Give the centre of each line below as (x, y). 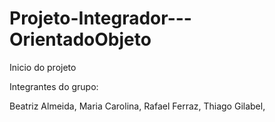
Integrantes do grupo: (54, 86)
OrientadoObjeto (80, 39)
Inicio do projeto (43, 67)
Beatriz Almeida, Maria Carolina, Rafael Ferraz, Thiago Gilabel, (137, 106)
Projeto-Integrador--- (100, 18)
